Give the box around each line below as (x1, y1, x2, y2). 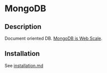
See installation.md (4, 62, 43, 69)
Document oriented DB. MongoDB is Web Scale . (4, 35, 103, 41)
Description (4, 23, 41, 31)
